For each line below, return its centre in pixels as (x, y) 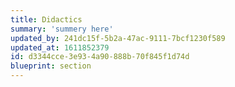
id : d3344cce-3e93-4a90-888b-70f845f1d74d (100, 57)
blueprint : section (51, 66)
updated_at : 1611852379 (60, 47)
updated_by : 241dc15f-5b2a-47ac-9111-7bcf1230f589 (118, 38)
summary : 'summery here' (62, 29)
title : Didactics (46, 19)
